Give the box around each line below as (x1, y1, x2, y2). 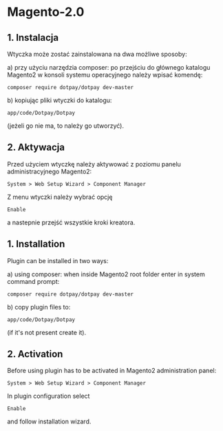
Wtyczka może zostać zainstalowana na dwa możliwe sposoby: (7, 50, 187, 58)
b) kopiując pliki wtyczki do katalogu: (7, 96, 112, 104)
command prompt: (7, 277, 60, 285)
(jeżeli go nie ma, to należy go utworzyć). (7, 122, 124, 130)
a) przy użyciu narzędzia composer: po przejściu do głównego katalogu (7, 64, 211, 71)
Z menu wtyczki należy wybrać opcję (7, 193, 113, 201)
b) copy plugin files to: (7, 303, 71, 311)
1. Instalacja (7, 32, 59, 44)
